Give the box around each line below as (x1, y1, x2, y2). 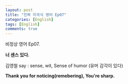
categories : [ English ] (5, 17, 54, 22)
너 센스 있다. (5, 52, 30, 58)
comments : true (5, 26, 38, 32)
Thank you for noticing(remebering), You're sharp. (5, 73, 115, 79)
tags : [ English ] (5, 21, 40, 27)
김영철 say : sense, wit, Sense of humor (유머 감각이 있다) (5, 63, 123, 69)
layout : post (5, 7, 33, 13)
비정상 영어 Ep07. (5, 41, 40, 47)
